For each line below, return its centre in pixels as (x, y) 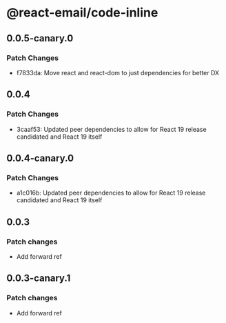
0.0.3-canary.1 (39, 278)
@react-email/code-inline (82, 13)
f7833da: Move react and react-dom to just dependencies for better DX (118, 72)
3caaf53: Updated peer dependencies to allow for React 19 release (112, 129)
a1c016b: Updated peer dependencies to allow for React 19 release (111, 193)
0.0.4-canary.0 (40, 158)
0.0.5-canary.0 (40, 38)
